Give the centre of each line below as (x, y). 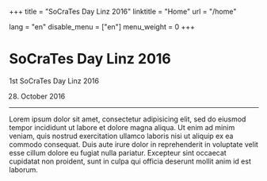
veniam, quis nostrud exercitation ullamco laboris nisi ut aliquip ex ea (121, 136)
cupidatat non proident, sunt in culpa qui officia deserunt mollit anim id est (130, 161)
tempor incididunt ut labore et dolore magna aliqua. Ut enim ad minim (122, 127)
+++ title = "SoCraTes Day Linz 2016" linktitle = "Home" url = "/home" (123, 12)
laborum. (24, 169)
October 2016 (43, 96)
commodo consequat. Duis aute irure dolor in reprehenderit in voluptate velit (133, 144)
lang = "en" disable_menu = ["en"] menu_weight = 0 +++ (102, 27)
